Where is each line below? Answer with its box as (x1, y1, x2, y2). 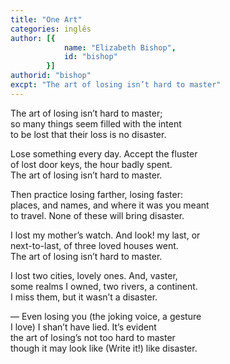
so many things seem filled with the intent (10, 117, 182, 130)
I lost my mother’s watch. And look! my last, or (10, 229, 201, 241)
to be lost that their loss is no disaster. (10, 128, 167, 140)
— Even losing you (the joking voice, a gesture (10, 310, 202, 322)
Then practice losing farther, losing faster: (10, 188, 184, 200)
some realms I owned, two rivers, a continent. (10, 280, 198, 292)
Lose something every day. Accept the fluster (10, 147, 198, 160)
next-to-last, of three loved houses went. (10, 239, 179, 251)
